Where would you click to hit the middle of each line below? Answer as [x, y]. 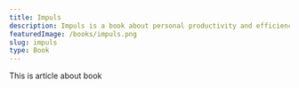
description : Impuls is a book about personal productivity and [131, 26]
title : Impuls [36, 17]
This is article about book [56, 76]
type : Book [29, 51]
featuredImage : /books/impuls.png [73, 34]
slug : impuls [33, 42]
